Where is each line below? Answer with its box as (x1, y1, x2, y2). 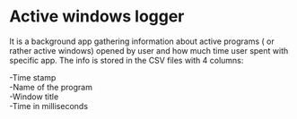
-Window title (9, 91, 59, 102)
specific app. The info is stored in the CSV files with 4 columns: (9, 55, 244, 65)
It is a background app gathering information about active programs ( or (9, 36, 275, 47)
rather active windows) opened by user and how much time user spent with (9, 45, 289, 55)
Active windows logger (9, 6, 185, 27)
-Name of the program (9, 81, 92, 92)
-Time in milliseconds (9, 100, 88, 111)
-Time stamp (9, 72, 57, 82)
